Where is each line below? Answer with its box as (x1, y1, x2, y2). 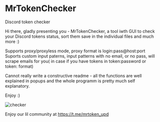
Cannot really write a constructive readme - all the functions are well (5, 73, 142, 78)
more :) (5, 38, 19, 44)
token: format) (5, 63, 34, 69)
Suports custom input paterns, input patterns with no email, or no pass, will (5, 53, 155, 59)
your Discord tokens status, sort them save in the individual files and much (5, 33, 154, 39)
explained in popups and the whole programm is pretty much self (5, 78, 135, 84)
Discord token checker (5, 19, 50, 25)
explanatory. (5, 83, 30, 89)
